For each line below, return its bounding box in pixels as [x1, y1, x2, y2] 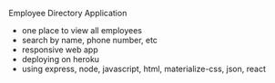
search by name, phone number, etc [21, 35, 158, 45]
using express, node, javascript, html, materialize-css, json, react [21, 63, 266, 74]
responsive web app [21, 44, 98, 55]
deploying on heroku [21, 54, 100, 64]
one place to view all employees [21, 25, 143, 35]
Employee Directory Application [8, 8, 127, 18]
